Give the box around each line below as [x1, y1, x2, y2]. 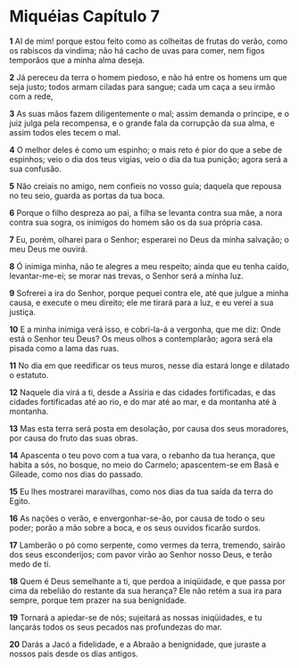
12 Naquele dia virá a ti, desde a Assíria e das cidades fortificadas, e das [9, 386, 277, 398]
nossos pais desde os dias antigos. [9, 648, 138, 659]
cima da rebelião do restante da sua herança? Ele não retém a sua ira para [9, 585, 283, 596]
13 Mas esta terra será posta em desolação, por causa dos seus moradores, [9, 423, 289, 433]
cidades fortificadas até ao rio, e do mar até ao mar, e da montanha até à [9, 396, 277, 407]
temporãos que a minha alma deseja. [9, 54, 145, 65]
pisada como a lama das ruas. [9, 342, 120, 353]
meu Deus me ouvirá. [9, 243, 87, 254]
